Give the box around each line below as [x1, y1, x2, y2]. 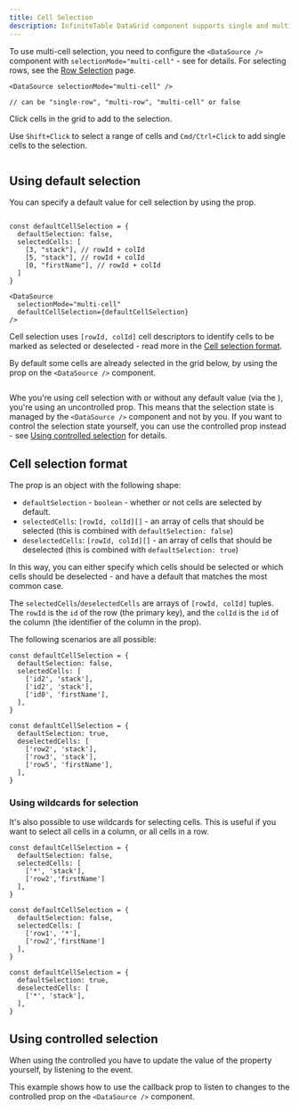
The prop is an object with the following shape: [9, 480, 182, 491]
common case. [9, 581, 64, 592]
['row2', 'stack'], [25, 745, 98, 754]
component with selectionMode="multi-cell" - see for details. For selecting [9, 55, 287, 66]
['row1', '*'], [25, 929, 82, 938]
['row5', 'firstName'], [25, 761, 114, 770]
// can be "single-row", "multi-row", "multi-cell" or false [9, 97, 241, 107]
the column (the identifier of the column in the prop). [9, 616, 202, 628]
